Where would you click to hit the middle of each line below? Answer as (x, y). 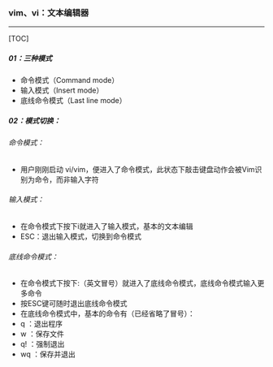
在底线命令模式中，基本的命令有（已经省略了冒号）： (107, 313)
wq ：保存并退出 (48, 354)
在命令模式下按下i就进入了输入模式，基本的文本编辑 (106, 227)
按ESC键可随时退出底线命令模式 (74, 304)
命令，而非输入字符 (67, 179)
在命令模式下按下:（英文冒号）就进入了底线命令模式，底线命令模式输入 (139, 283)
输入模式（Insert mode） (62, 90)
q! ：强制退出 (42, 344)
